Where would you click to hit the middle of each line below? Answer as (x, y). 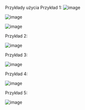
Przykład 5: (16, 93)
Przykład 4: (17, 74)
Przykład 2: (16, 36)
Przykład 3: (17, 55)
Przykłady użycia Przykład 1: (34, 8)
